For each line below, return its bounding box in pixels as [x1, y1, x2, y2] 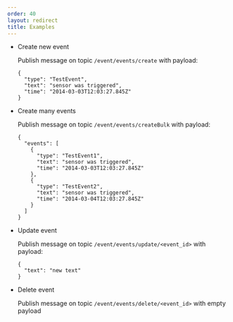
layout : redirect [7, 17, 58, 24]
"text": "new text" [24, 267, 81, 274]
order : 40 [7, 10, 37, 18]
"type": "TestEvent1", [36, 153, 103, 160]
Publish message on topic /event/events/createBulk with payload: [17, 120, 211, 129]
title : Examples [7, 23, 55, 30]
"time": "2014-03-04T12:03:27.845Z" [36, 195, 144, 202]
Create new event [17, 43, 69, 51]
